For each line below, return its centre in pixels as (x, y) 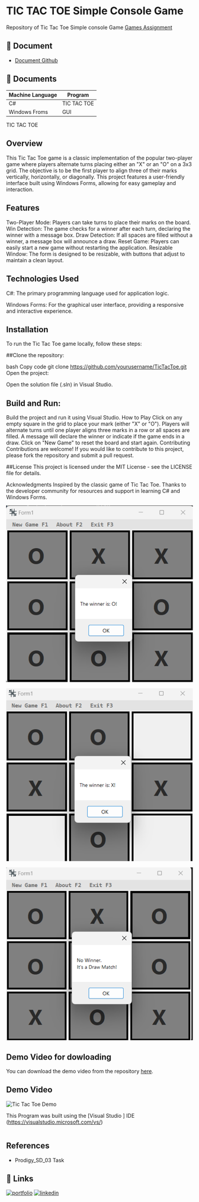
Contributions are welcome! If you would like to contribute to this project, (95, 449)
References (28, 1146)
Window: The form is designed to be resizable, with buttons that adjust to (96, 254)
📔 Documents (32, 79)
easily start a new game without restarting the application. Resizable (89, 247)
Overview (25, 144)
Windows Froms (28, 112)
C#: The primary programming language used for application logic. (88, 293)
